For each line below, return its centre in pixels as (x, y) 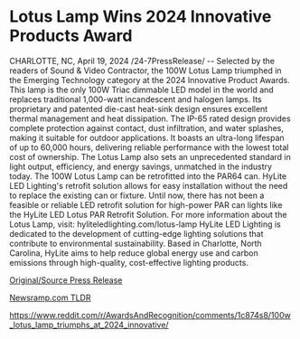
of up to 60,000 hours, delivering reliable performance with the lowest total (149, 147)
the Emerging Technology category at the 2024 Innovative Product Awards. (150, 80)
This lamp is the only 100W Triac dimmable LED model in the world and (141, 89)
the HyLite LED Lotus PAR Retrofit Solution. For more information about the (148, 214)
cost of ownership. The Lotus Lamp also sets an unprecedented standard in (150, 156)
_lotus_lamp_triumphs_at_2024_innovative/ (89, 325)
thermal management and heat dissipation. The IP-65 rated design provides (150, 118)
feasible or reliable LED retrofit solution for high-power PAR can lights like (146, 204)
